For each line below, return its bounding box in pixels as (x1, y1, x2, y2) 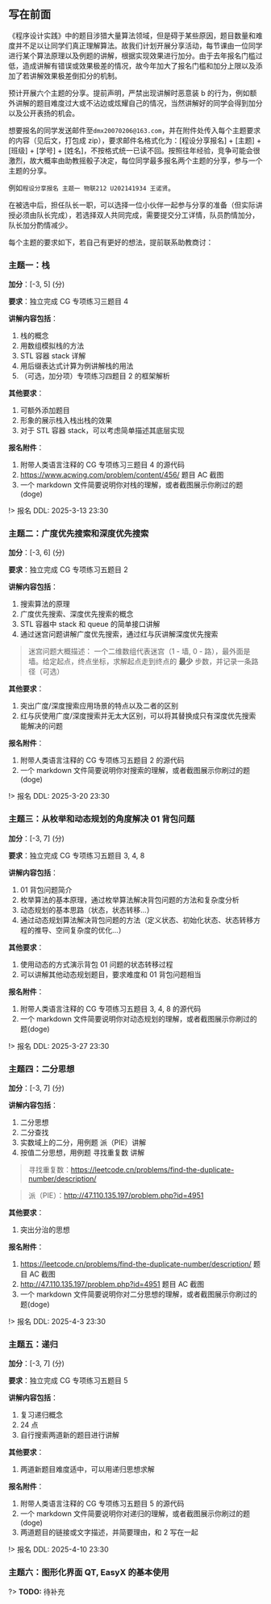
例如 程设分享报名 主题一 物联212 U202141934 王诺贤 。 (8, 182, 176, 192)
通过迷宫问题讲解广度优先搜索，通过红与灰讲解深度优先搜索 (19, 629, 219, 639)
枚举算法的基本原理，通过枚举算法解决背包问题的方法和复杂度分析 (19, 895, 240, 904)
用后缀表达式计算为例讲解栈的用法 (19, 361, 134, 371)
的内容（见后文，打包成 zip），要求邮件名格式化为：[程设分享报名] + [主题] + (8, 136, 262, 145)
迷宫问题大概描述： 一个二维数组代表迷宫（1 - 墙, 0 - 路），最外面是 (27, 646, 251, 656)
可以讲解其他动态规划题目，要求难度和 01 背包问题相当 (19, 969, 202, 979)
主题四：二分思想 (8, 1063, 75, 1075)
